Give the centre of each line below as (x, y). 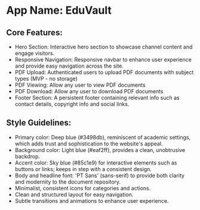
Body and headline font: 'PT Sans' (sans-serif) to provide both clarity (100, 175)
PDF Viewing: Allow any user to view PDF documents (80, 85)
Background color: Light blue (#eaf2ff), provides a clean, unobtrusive (100, 150)
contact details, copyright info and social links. (72, 104)
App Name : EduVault (59, 10)
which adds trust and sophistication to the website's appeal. (89, 144)
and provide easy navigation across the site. (69, 66)
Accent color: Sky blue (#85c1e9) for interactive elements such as (96, 163)
